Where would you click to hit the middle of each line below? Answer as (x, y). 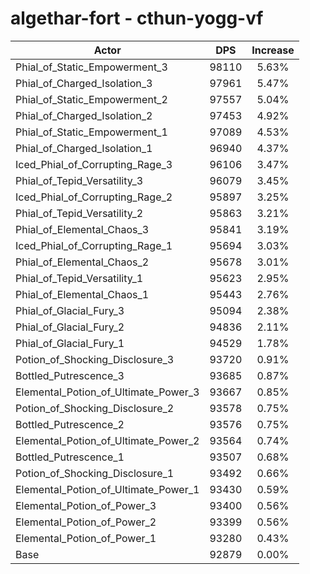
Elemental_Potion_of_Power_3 (86, 505)
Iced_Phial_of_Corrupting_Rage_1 (94, 245)
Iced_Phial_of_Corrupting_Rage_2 (94, 197)
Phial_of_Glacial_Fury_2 (70, 327)
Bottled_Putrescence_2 (70, 424)
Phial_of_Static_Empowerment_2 (91, 99)
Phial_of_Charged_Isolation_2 (84, 115)
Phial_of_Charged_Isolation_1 (84, 148)
